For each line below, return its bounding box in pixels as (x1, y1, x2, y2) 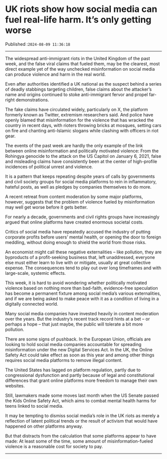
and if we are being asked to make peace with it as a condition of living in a (5, 295, 159, 302)
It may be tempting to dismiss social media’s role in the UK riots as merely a (5, 412, 160, 419)
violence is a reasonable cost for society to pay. (5, 443, 103, 449)
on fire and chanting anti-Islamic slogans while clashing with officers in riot (5, 127, 159, 133)
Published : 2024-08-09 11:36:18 (5, 41, 71, 47)
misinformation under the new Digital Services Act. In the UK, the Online (5, 346, 153, 352)
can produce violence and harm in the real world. (5, 71, 106, 77)
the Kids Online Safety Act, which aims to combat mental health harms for (5, 397, 157, 404)
